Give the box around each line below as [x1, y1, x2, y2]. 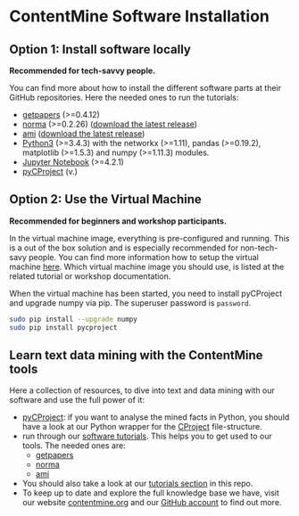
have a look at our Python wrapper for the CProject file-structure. [21, 422, 263, 432]
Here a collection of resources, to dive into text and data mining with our [9, 385, 275, 396]
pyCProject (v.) [21, 167, 79, 176]
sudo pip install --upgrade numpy [9, 315, 138, 324]
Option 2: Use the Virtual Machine [9, 192, 203, 207]
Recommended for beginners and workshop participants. [9, 216, 228, 226]
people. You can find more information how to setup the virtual [28, 251, 259, 262]
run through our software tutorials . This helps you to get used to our [21, 430, 272, 442]
